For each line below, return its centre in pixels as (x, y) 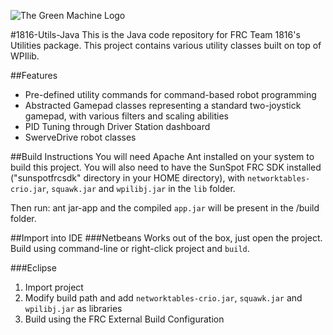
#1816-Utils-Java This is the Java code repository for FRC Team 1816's (155, 34)
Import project (54, 287)
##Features (34, 75)
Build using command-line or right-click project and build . (130, 248)
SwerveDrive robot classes (80, 137)
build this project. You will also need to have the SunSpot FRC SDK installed (166, 167)
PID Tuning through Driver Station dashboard (117, 126)
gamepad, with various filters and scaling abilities (126, 116)
